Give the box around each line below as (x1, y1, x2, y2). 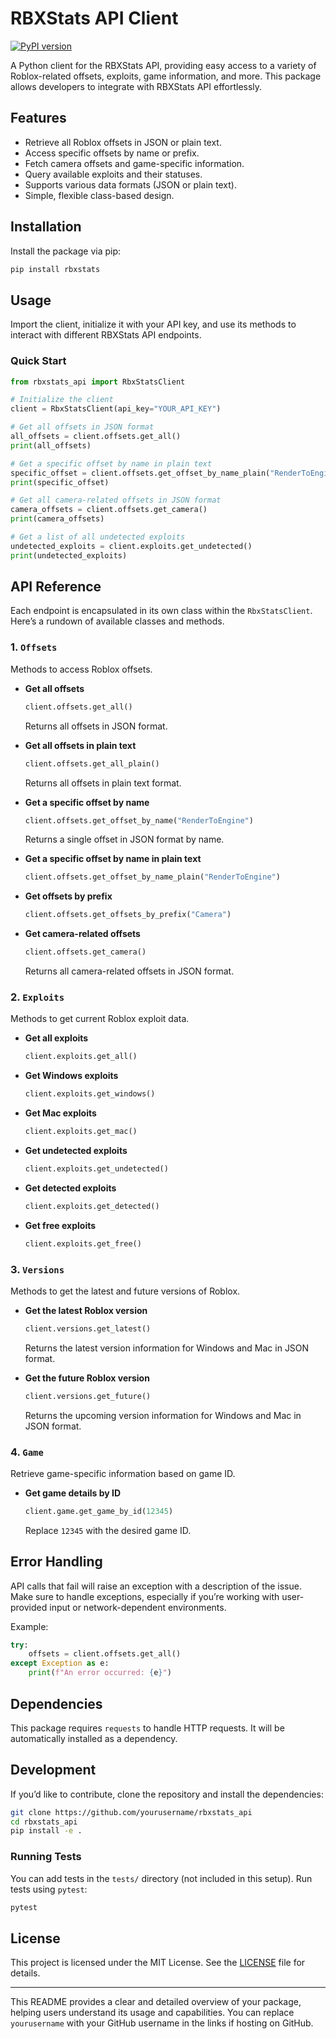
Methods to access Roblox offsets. (10, 663, 153, 675)
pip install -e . (10, 1826, 83, 1836)
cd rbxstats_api (10, 1817, 78, 1827)
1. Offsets (10, 640, 58, 654)
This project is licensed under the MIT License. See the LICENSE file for (10, 1957, 306, 1969)
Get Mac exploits (24, 1107, 97, 1119)
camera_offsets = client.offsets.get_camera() (10, 505, 208, 515)
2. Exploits (10, 990, 65, 1004)
